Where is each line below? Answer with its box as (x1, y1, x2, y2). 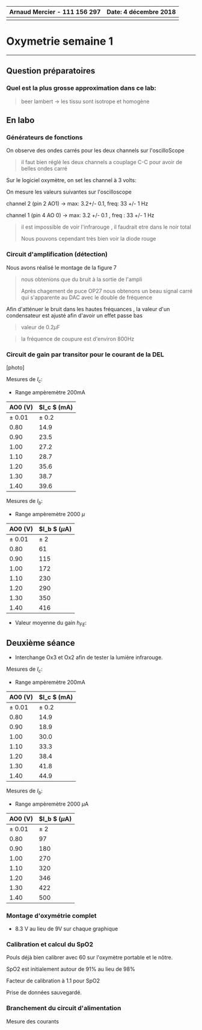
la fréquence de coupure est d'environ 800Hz (20, 335, 135, 343)
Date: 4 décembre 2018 (106, 8, 176, 16)
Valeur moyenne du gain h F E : (14, 619, 87, 628)
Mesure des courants (6, 1017, 59, 1025)
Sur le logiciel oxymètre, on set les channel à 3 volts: (6, 177, 136, 184)
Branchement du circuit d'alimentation (6, 1004, 121, 1013)
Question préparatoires (6, 66, 96, 76)
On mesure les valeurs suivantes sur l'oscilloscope (6, 188, 132, 195)
